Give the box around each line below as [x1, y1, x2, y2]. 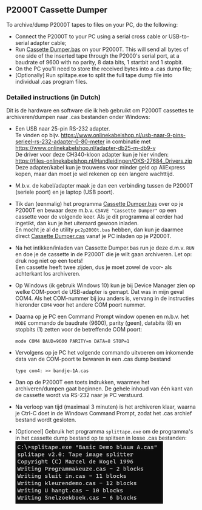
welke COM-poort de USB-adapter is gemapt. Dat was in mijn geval [15, 288, 184, 296]
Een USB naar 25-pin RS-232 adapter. [15, 125, 110, 132]
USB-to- [168, 33, 190, 40]
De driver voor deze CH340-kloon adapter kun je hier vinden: [15, 151, 169, 158]
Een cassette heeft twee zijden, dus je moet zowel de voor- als [15, 263, 172, 271]
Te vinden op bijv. [15, 132, 59, 139]
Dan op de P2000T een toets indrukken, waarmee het [15, 379, 150, 386]
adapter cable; [30, 39, 67, 46]
